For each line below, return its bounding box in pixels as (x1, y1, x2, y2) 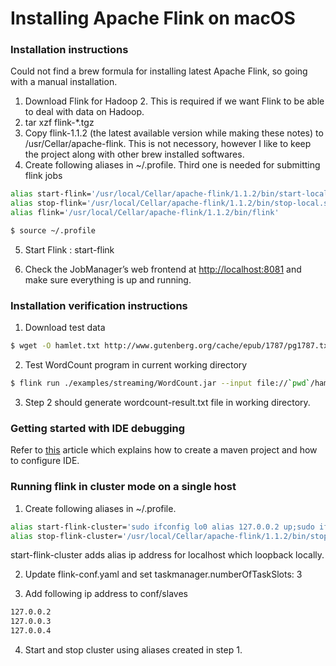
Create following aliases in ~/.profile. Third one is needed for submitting (24, 159, 321, 171)
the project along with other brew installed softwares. (24, 148, 245, 161)
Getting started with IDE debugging (10, 421, 185, 435)
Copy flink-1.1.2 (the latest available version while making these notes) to (24, 127, 324, 139)
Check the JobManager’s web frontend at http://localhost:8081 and (24, 263, 302, 275)
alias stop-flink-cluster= (10, 531, 123, 541)
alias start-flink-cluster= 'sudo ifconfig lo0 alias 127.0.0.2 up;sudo (10, 522, 315, 532)
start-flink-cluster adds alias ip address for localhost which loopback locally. (10, 549, 325, 561)
